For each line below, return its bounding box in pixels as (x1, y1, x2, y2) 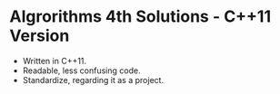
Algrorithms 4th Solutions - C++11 (9, 6, 272, 27)
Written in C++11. (22, 55, 87, 66)
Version (9, 25, 70, 46)
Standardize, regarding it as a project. (22, 74, 165, 85)
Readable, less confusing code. (22, 65, 141, 76)
